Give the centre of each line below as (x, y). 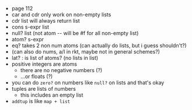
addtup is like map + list (41, 101)
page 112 (22, 8)
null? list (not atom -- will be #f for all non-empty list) (75, 33)
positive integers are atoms (44, 64)
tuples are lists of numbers (43, 89)
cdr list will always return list (46, 21)
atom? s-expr (28, 39)
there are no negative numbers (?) (61, 70)
